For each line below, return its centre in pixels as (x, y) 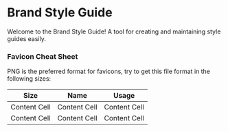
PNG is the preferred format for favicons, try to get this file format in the (109, 71)
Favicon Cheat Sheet (43, 56)
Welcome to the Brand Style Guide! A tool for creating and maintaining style (114, 31)
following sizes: (29, 79)
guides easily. (27, 38)
